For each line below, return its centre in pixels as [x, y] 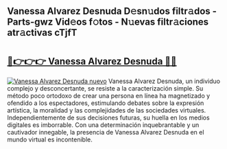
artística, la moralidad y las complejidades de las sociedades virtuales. [107, 110]
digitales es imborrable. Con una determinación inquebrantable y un [103, 125]
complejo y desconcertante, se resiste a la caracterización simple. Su [105, 88]
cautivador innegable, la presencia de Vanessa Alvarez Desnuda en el [106, 132]
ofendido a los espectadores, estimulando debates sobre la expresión [106, 103]
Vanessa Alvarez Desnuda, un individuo [165, 81]
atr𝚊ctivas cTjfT [42, 33]
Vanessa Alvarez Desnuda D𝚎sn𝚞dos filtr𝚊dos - [112, 11]
